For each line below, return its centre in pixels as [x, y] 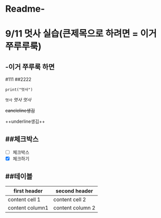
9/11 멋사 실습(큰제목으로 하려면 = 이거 [81, 34]
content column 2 [74, 208]
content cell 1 [24, 199]
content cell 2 [70, 199]
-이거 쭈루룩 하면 [30, 67]
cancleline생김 [20, 111]
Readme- [25, 9]
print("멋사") [19, 90]
